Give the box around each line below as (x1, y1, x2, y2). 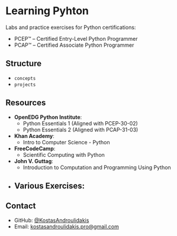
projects (14, 82, 36, 88)
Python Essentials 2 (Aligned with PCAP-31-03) (22, 126, 139, 133)
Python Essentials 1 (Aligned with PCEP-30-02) (22, 119, 139, 127)
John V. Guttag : (14, 157, 54, 164)
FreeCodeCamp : (14, 145, 56, 152)
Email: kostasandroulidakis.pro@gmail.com (14, 223, 119, 230)
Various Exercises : (14, 180, 85, 190)
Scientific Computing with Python (22, 151, 105, 158)
